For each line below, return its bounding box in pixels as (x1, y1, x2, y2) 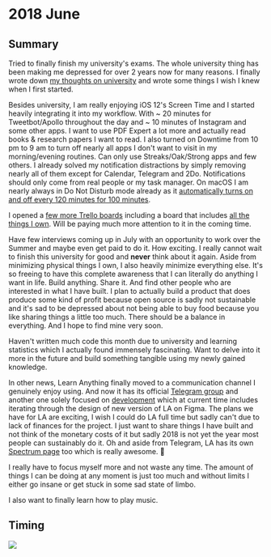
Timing (8, 519, 44, 533)
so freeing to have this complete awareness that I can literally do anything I (8, 269, 259, 278)
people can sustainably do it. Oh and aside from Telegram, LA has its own (8, 438, 254, 448)
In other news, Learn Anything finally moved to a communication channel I (8, 378, 256, 387)
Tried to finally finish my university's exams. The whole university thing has (8, 58, 259, 68)
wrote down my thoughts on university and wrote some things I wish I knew (8, 76, 260, 85)
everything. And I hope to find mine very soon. (8, 321, 163, 330)
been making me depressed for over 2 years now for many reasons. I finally (8, 67, 260, 77)
